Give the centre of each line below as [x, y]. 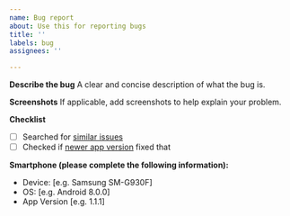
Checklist [28, 120]
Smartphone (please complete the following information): [119, 165]
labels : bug [31, 43]
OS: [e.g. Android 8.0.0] [66, 192]
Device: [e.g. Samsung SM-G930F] [87, 183]
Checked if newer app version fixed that [96, 147]
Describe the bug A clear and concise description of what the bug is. [137, 85]
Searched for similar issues [73, 137]
